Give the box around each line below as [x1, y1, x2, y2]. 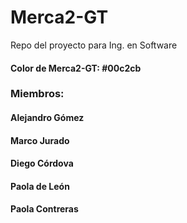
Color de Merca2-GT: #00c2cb [10, 62, 142, 74]
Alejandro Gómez [10, 112, 85, 124]
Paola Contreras [10, 203, 79, 215]
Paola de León [10, 180, 70, 192]
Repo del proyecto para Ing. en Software [10, 39, 178, 51]
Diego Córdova [10, 157, 74, 170]
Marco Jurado [10, 134, 70, 146]
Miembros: [10, 87, 65, 101]
